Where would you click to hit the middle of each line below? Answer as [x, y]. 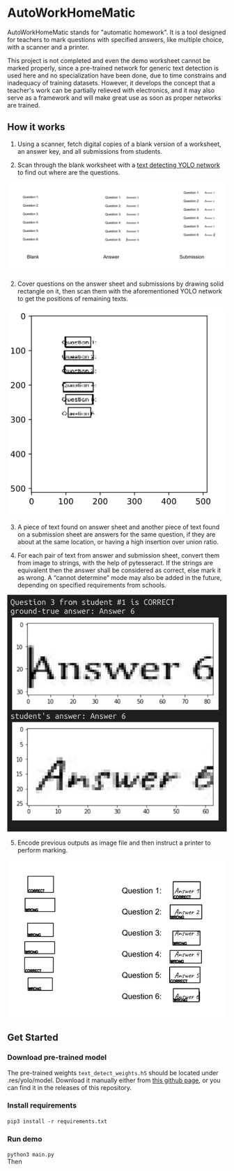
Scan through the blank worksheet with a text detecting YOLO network [119, 165]
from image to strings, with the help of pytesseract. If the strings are [115, 562]
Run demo [25, 1139]
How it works [36, 127]
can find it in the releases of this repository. [70, 1087]
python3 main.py [31, 1155]
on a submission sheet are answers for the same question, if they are [116, 534]
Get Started [33, 1038]
